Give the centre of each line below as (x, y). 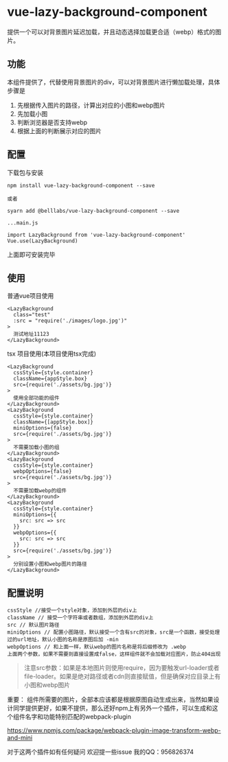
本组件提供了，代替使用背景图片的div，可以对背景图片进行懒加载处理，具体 (114, 82)
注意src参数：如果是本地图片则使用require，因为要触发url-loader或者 (122, 668)
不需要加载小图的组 (36, 448)
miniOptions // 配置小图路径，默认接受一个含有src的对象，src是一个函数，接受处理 (114, 632)
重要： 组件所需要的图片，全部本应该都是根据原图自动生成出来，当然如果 (110, 700)
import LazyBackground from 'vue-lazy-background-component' (96, 235)
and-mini (20, 738)
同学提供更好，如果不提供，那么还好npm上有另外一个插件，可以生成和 (113, 708)
